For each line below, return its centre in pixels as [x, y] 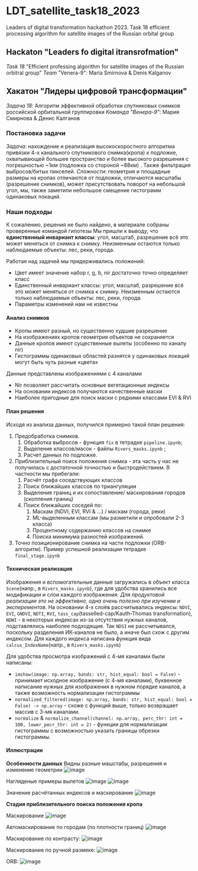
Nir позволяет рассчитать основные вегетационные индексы [92, 385]
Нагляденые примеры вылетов [45, 781]
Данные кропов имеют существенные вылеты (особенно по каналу [100, 344]
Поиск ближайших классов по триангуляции [80, 486]
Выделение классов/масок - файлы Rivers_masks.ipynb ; [95, 448]
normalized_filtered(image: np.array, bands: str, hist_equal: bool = [103, 700]
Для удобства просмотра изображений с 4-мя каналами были [86, 656]
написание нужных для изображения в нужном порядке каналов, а [100, 687]
